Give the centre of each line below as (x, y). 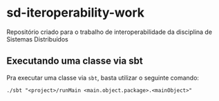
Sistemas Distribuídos (37, 39)
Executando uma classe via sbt (75, 61)
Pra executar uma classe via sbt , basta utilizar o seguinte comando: (103, 77)
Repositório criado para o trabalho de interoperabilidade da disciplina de (109, 32)
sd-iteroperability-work (75, 13)
